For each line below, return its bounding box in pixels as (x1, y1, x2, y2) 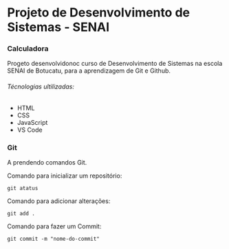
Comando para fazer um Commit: (7, 222, 102, 230)
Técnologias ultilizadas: (7, 82, 74, 91)
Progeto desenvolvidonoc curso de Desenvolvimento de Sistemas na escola (7, 60, 223, 68)
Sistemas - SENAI (7, 19, 110, 35)
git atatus (7, 185, 39, 191)
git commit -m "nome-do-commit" (7, 235, 100, 242)
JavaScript (17, 118, 48, 126)
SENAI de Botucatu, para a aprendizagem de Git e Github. (7, 67, 171, 75)
